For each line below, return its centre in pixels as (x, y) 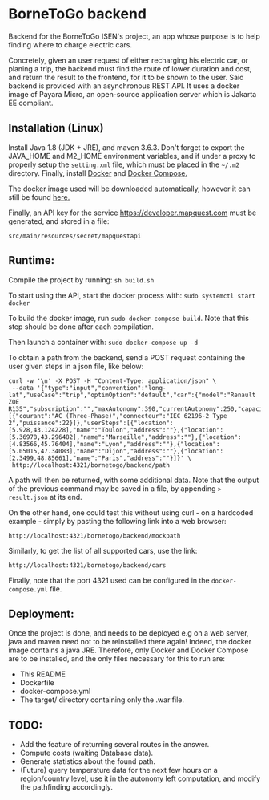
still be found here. (39, 197)
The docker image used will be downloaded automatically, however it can (129, 189)
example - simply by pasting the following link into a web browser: (117, 521)
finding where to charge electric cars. (70, 44)
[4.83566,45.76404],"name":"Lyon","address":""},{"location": (114, 444)
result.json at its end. (45, 497)
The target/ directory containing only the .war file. (102, 700)
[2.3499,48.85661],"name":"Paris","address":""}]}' (96, 458)
